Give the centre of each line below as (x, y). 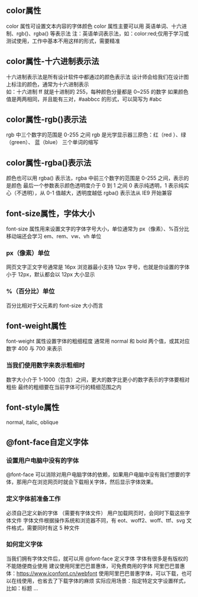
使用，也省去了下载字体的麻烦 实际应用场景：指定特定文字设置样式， (105, 580)
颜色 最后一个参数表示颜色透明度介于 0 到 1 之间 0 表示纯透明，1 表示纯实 (100, 186)
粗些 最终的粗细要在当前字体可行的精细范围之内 (64, 387)
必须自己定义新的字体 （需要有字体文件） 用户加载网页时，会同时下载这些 (95, 513)
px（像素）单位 (28, 253)
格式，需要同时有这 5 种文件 (45, 528)
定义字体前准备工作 (33, 499)
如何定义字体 (25, 544)
